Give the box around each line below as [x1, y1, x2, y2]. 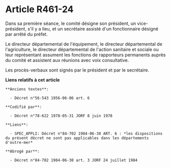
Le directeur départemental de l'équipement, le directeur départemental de [5, 41, 163, 47]
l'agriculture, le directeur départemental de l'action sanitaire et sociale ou [5, 46, 159, 52]
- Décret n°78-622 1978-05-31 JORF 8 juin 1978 [10, 113, 113, 118]
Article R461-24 [5, 4, 74, 15]
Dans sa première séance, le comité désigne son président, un [5, 20, 136, 26]
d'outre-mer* [5, 140, 33, 145]
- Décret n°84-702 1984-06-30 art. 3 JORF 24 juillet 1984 [10, 157, 138, 163]
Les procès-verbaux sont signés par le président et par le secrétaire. [5, 67, 149, 73]
